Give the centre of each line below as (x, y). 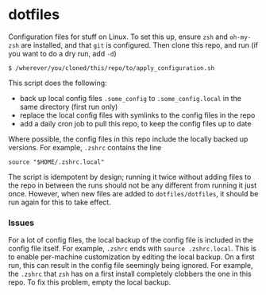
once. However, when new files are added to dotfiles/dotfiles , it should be (133, 193)
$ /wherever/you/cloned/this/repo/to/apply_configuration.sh (112, 68)
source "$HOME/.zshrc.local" (56, 162)
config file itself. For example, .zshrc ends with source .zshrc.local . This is (132, 249)
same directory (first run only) (69, 107)
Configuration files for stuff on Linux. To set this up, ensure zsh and (118, 37)
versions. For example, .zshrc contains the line (85, 147)
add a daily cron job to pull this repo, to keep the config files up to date (135, 123)
